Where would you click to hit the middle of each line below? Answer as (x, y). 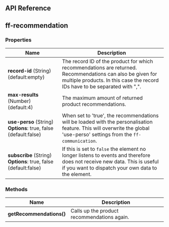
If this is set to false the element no (104, 149)
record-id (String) (29, 71)
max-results (23, 95)
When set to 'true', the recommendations (110, 116)
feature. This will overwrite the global (106, 128)
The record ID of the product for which (108, 62)
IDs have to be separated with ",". (102, 87)
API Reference (28, 8)
